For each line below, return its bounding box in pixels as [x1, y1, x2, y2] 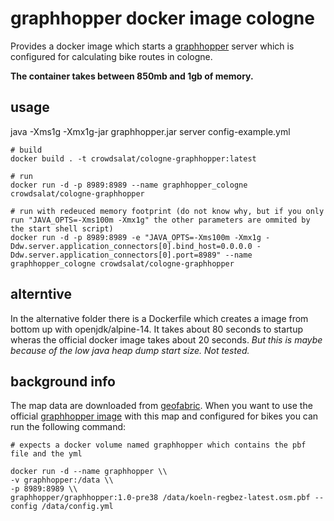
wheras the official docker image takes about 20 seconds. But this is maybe [10, 333, 323, 346]
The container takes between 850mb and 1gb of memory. [10, 70, 254, 82]
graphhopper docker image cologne [10, 7, 315, 30]
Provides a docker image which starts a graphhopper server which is [10, 40, 295, 52]
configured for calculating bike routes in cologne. [10, 50, 213, 62]
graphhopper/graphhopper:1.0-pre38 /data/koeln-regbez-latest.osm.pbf [10, 493, 311, 503]
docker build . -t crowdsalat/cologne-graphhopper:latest [10, 153, 257, 164]
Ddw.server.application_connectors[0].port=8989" [10, 250, 222, 260]
